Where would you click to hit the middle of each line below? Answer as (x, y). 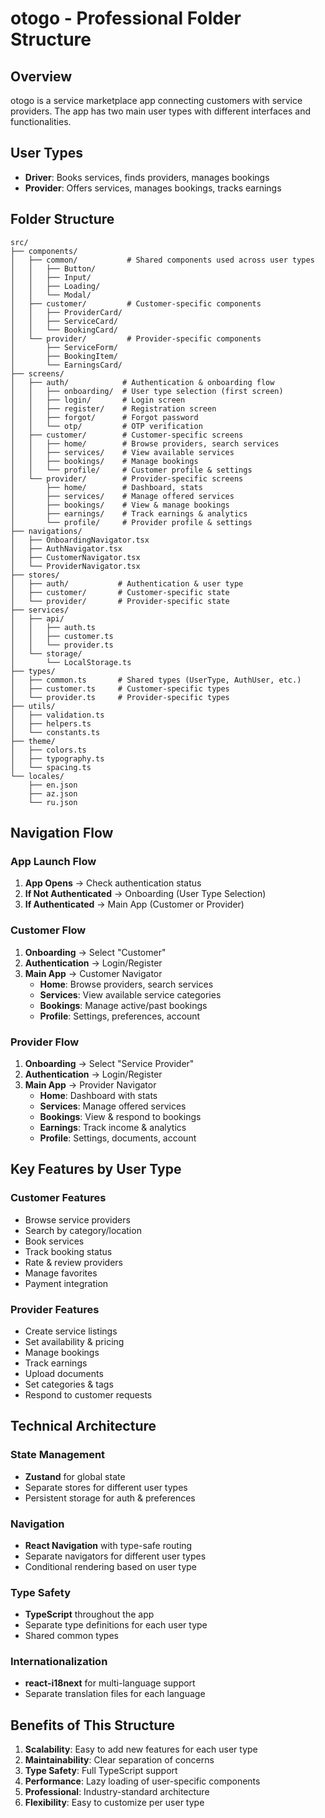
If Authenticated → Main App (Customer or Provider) (134, 904)
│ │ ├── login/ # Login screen (98, 400)
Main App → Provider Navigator (90, 1084)
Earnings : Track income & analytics (113, 1127)
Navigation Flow (62, 833)
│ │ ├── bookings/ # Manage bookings (104, 461)
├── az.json (53, 793)
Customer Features (58, 1198)
